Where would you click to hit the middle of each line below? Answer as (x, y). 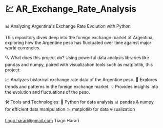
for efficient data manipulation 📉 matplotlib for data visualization (70, 109)
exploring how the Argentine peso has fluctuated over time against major (78, 43)
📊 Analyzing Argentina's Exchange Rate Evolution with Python (68, 26)
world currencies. (23, 48)
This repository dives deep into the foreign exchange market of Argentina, (79, 37)
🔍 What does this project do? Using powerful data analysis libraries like (77, 57)
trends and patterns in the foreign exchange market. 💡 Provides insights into (82, 86)
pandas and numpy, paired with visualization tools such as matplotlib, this (79, 64)
